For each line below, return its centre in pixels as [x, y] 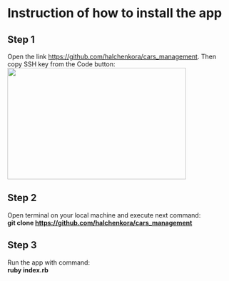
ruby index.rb [28, 270]
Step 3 [22, 245]
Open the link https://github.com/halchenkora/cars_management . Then [112, 56]
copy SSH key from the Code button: [61, 64]
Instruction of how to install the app [115, 13]
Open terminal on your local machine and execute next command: [104, 215]
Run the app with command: [49, 262]
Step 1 [21, 40]
